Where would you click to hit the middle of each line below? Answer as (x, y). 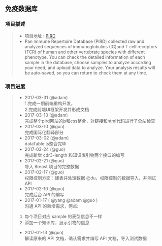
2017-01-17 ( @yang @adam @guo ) (61, 200)
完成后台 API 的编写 (44, 194)
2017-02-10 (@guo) (45, 188)
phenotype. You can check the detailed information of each (85, 57)
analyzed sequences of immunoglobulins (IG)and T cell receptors (91, 46)
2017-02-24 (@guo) (45, 149)
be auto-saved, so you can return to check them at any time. (86, 72)
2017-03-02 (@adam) (47, 138)
